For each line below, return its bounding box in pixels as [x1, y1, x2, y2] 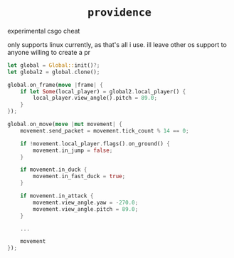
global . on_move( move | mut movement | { [7, 120, 122, 128]
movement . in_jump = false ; [33, 147, 113, 154]
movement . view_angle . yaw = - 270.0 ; [33, 199, 139, 206]
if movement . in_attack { [20, 192, 94, 200]
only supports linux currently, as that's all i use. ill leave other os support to [7, 40, 228, 48]
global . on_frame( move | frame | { [7, 81, 103, 88]
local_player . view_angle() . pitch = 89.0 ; [33, 95, 158, 102]
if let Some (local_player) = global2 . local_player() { [20, 88, 186, 95]
